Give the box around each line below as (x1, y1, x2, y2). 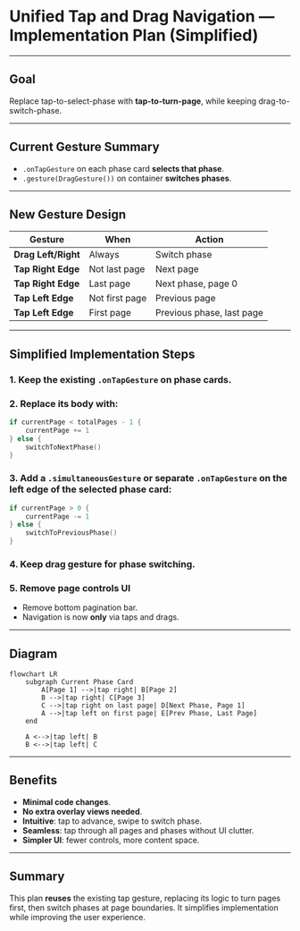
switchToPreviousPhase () (25, 529, 118, 537)
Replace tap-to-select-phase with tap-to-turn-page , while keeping (9, 96, 257, 106)
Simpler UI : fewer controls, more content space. (21, 834, 200, 845)
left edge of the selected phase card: (9, 483, 172, 495)
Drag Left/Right (13, 249, 80, 261)
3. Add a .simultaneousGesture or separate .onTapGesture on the (9, 472, 287, 485)
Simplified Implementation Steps (9, 346, 196, 361)
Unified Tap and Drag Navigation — (9, 6, 275, 27)
